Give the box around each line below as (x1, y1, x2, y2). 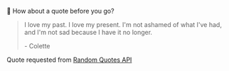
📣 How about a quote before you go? (6, 7, 114, 15)
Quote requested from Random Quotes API (6, 55, 132, 64)
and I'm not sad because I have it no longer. (23, 28, 153, 36)
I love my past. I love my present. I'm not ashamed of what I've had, (23, 21, 222, 28)
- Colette (23, 42, 50, 50)
